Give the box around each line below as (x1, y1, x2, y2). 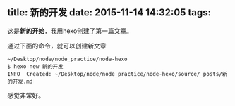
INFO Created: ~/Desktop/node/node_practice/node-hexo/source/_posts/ (7, 70, 222, 77)
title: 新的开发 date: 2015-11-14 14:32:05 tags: (7, 6, 212, 19)
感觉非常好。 (7, 91, 44, 100)
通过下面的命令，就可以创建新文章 (7, 41, 107, 50)
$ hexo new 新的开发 (7, 62, 64, 70)
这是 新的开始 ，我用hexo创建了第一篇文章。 (7, 27, 133, 35)
